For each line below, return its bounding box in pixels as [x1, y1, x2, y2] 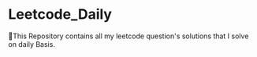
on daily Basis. [8, 39, 55, 48]
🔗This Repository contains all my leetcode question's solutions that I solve [8, 31, 249, 41]
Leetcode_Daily [8, 5, 113, 23]
